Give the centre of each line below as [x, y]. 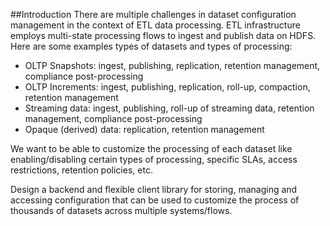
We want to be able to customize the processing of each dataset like [151, 148]
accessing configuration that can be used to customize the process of [155, 200]
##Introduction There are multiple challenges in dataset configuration [153, 14]
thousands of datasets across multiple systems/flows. [121, 210]
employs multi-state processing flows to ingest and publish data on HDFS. [163, 35]
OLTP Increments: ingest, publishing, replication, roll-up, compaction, [167, 87]
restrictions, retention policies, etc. [81, 170]
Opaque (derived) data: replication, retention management [144, 129]
